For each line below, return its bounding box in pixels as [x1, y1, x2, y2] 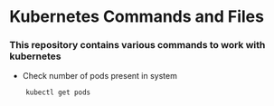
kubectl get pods [25, 88, 91, 97]
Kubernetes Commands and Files [9, 6, 265, 27]
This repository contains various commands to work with [9, 39, 266, 52]
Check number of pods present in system [22, 71, 178, 82]
